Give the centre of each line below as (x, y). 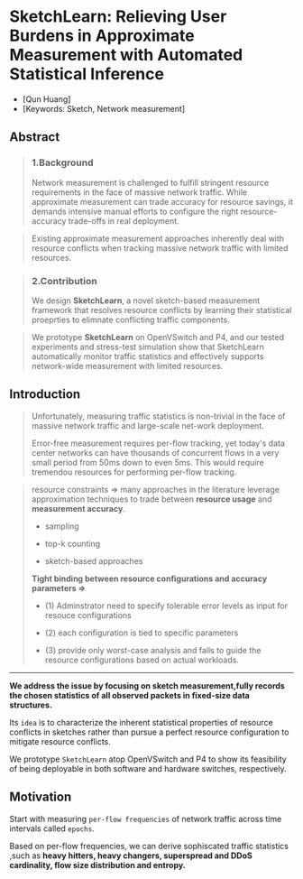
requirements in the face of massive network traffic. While (139, 192)
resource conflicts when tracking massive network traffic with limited (160, 248)
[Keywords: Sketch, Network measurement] (104, 108)
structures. (31, 705)
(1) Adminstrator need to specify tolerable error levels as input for (166, 606)
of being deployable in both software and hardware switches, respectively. (148, 768)
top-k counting (73, 543)
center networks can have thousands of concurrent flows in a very (155, 452)
